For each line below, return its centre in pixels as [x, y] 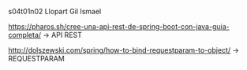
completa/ [25, 35]
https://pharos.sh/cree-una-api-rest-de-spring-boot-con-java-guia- [119, 26]
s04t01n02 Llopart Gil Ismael [55, 11]
